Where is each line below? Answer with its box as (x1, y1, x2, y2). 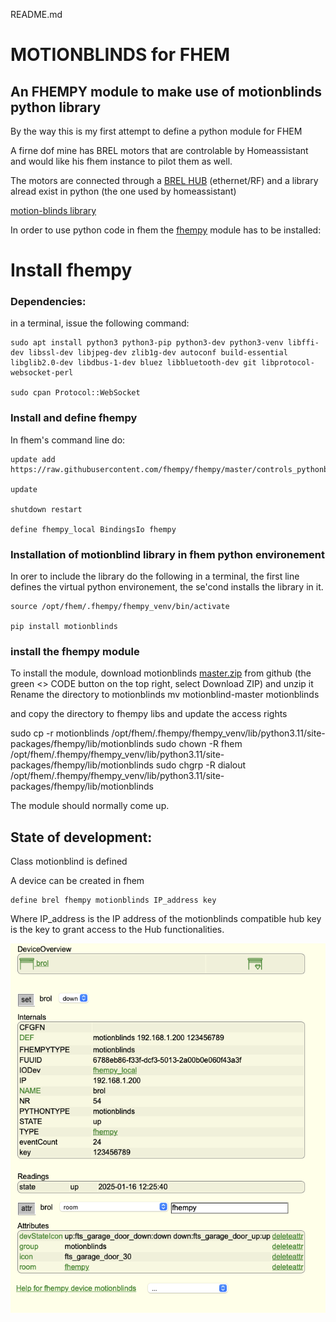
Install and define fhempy (10, 411, 138, 425)
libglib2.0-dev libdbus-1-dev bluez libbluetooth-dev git (10, 358, 257, 368)
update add (10, 454, 56, 464)
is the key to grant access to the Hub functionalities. (10, 924, 225, 936)
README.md (10, 9, 63, 20)
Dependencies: (10, 295, 87, 309)
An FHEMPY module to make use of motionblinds (10, 83, 323, 100)
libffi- (287, 338, 320, 348)
